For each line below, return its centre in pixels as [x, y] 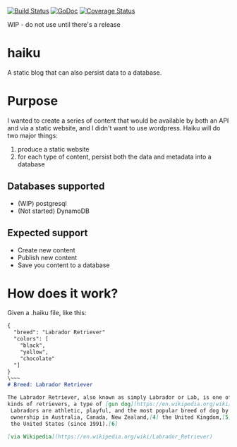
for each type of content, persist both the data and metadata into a [114, 157]
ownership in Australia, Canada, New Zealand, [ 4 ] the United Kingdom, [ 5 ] [121, 417]
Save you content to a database [64, 265]
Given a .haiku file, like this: [47, 313]
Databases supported [56, 186]
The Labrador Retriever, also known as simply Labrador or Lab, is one [115, 398]
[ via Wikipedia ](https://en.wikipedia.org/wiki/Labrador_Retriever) [110, 436]
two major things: [32, 135]
